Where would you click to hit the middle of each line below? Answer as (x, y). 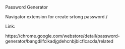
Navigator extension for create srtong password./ (56, 17)
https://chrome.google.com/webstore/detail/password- (62, 36)
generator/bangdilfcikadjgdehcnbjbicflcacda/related (59, 41)
